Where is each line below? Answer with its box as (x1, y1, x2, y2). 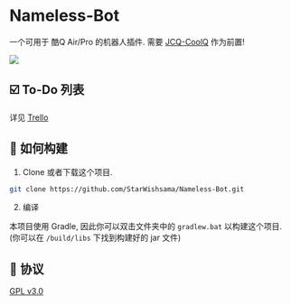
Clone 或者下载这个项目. (22, 166, 113, 177)
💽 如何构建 (9, 141, 68, 156)
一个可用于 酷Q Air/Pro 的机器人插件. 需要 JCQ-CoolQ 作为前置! (9, 36, 246, 47)
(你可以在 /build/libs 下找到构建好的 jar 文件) (9, 232, 182, 244)
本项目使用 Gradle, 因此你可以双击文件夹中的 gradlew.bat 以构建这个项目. (9, 221, 283, 232)
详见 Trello (9, 112, 49, 123)
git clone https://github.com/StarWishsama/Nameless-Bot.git (9, 184, 245, 194)
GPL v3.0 (9, 286, 43, 297)
